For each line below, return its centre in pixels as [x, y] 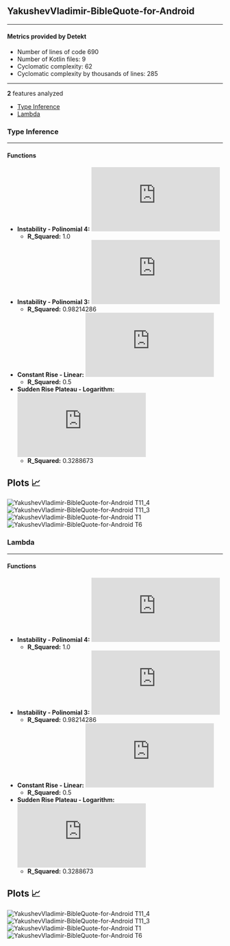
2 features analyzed [35, 94]
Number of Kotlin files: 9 [51, 59]
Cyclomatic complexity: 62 [54, 66]
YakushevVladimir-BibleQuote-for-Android [101, 11]
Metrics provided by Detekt [47, 36]
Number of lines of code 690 [58, 52]
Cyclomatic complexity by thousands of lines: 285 [88, 74]
